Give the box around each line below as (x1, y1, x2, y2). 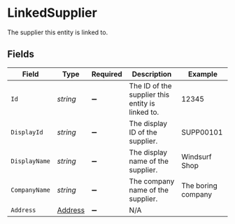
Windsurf (181, 152, 212, 162)
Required (91, 69, 122, 78)
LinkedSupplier (7, 5, 98, 21)
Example (187, 69, 218, 78)
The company (129, 176, 175, 186)
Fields (7, 48, 35, 60)
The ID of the (129, 80, 172, 90)
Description (131, 69, 172, 78)
